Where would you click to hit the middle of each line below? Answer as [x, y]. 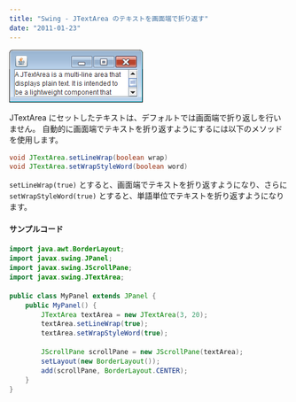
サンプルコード [36, 228]
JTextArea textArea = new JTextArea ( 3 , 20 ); [125, 314]
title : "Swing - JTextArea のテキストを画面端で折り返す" [109, 19]
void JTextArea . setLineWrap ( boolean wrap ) [89, 158]
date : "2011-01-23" [45, 28]
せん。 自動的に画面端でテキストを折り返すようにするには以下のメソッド [150, 128]
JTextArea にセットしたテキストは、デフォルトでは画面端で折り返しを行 [141, 117]
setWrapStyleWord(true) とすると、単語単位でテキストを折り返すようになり [147, 196]
